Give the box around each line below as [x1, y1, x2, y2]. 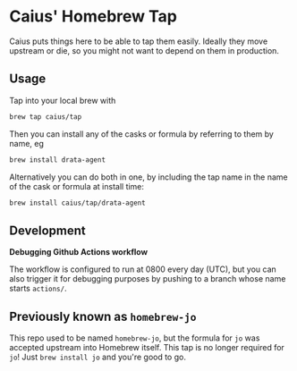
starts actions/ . [9, 283, 67, 294]
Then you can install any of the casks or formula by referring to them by [9, 128, 275, 139]
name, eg [9, 138, 45, 148]
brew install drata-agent [9, 155, 106, 164]
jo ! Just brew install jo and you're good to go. [9, 351, 186, 362]
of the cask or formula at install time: [9, 181, 145, 191]
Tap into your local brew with [9, 95, 116, 105]
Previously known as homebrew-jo [9, 308, 197, 324]
